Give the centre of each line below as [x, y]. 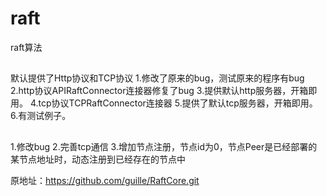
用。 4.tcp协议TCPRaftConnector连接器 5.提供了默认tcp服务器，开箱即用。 [164, 103]
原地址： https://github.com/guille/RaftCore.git [105, 180]
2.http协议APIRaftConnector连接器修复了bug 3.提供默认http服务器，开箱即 [164, 91]
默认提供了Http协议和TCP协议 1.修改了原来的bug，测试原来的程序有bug [157, 78]
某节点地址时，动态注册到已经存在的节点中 [98, 159]
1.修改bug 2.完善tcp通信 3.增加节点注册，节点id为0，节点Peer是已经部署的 [164, 146]
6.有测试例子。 [41, 116]
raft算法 [26, 47]
